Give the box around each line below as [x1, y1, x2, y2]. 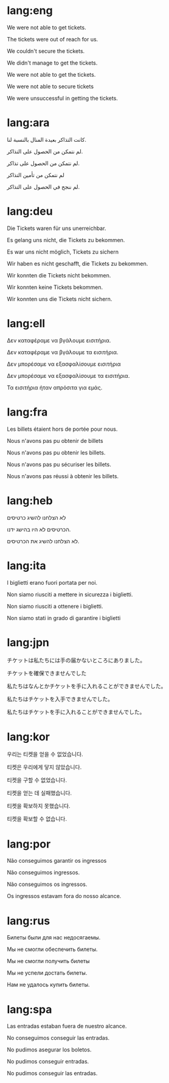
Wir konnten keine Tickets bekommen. [7, 284, 103, 291]
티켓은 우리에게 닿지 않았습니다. [7, 764, 82, 771]
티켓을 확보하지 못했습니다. [7, 803, 71, 810]
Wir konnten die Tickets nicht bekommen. [7, 271, 111, 279]
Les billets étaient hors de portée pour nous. [7, 425, 118, 433]
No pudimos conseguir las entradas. [7, 1070, 98, 1077]
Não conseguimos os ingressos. [7, 880, 88, 888]
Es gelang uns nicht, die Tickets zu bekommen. [7, 236, 125, 243]
